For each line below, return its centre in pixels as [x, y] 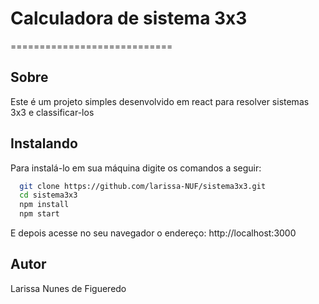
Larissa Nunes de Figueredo [68, 288]
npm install [44, 205]
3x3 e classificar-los [52, 112]
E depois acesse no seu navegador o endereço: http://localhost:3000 [153, 233]
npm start [39, 214]
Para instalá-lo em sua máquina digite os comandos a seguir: [136, 168]
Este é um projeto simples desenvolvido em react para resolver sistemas [160, 101]
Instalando [44, 143]
